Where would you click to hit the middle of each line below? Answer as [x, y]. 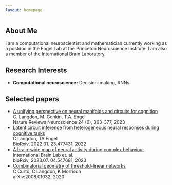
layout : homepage [24, 10]
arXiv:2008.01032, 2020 [39, 177]
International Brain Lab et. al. [43, 155]
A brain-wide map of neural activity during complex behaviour [79, 150]
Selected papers [32, 99]
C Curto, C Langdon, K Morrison [47, 171]
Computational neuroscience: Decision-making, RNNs [71, 83]
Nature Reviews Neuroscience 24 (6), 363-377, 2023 [69, 122]
